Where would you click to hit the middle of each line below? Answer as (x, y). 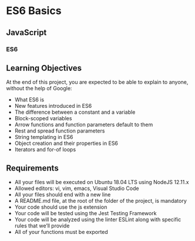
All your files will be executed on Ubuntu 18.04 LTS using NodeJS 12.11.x (102, 182)
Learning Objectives (44, 68)
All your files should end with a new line (63, 195)
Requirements (32, 168)
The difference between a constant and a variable (75, 112)
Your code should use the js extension (61, 207)
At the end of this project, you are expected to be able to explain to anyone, (97, 82)
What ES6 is (29, 100)
